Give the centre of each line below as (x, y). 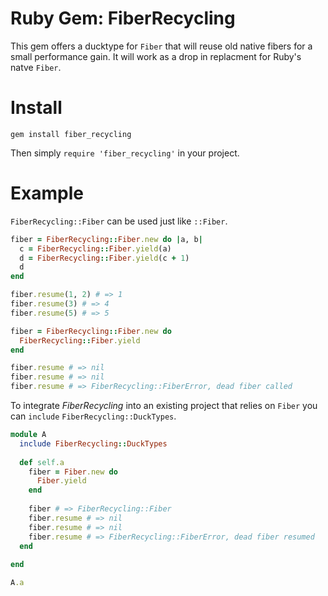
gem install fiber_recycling (71, 134)
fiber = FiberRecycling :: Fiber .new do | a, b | (106, 239)
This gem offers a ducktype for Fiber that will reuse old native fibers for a (161, 46)
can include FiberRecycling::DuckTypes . (93, 416)
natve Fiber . (36, 67)
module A (28, 435)
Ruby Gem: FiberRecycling (123, 18)
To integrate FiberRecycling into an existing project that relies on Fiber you (164, 406)
